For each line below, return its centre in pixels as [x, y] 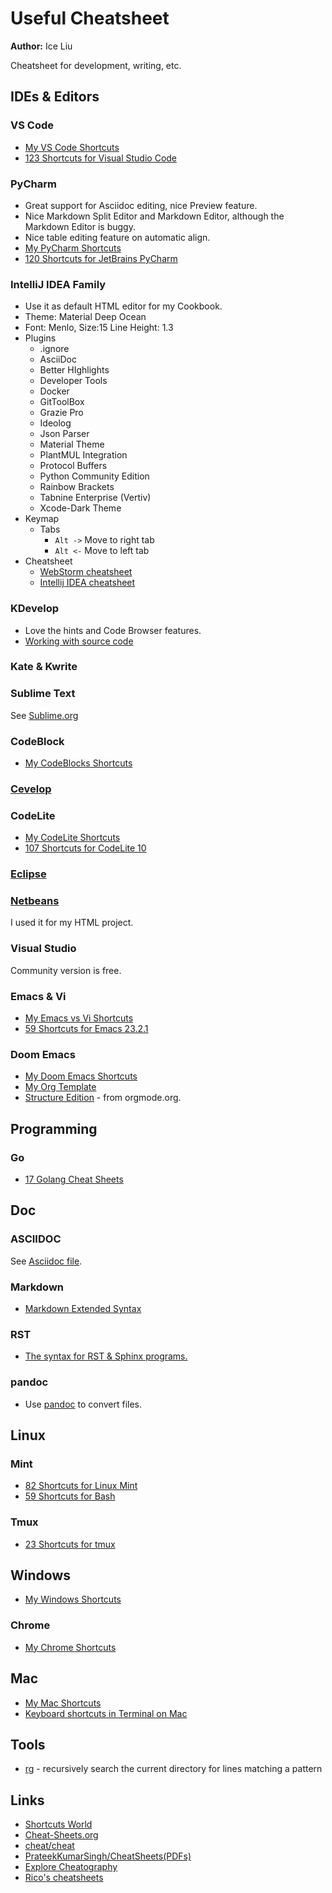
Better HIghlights [74, 370]
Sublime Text [43, 694]
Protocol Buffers [73, 466]
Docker [54, 391]
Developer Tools [73, 381]
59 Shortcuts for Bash [70, 1496]
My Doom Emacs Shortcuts [81, 1076]
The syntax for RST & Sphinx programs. [106, 1356]
